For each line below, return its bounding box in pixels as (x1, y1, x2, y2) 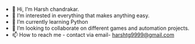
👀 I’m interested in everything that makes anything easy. (11, 12, 150, 19)
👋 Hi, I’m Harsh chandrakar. (11, 6, 79, 12)
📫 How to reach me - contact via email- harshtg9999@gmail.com (11, 32, 175, 38)
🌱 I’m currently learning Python (11, 18, 88, 25)
